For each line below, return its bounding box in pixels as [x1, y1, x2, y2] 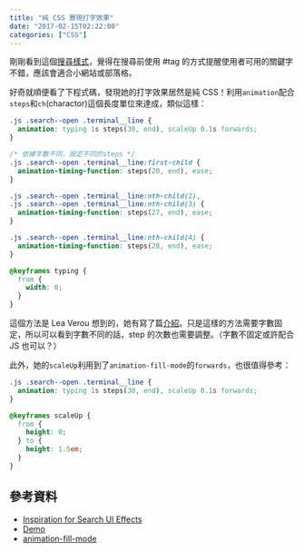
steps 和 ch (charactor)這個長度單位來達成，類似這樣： [9, 98, 207, 109]
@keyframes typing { [9, 266, 88, 275]
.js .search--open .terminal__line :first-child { [9, 158, 201, 167]
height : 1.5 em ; [25, 445, 83, 454]
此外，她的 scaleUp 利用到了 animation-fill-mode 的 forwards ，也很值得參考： [9, 360, 291, 370]
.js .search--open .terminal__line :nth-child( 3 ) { [9, 200, 205, 209]
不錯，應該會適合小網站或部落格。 [9, 67, 137, 78]
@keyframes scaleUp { [9, 410, 92, 420]
